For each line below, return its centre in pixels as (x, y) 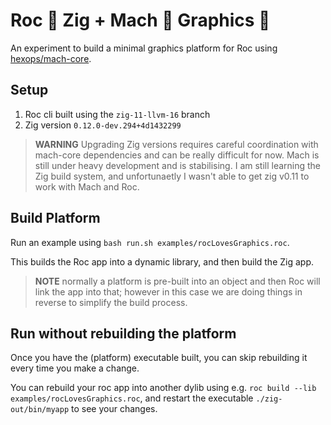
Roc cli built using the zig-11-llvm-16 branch (117, 114)
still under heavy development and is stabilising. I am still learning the (178, 165)
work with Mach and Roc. (87, 186)
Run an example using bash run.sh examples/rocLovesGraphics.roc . (150, 242)
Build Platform (55, 218)
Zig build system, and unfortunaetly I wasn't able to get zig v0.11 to (172, 176)
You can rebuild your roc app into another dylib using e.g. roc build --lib (163, 388)
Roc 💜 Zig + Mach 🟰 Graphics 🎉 (140, 20)
